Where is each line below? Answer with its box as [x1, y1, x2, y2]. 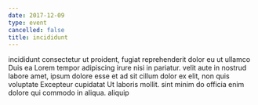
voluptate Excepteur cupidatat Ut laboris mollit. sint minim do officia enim [8, 80, 245, 89]
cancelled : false [8, 26, 65, 34]
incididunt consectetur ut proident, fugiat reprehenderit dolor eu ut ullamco [8, 55, 251, 64]
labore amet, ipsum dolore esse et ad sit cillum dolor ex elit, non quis [8, 71, 230, 81]
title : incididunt [8, 33, 68, 42]
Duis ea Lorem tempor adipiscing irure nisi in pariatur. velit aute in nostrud [8, 63, 247, 73]
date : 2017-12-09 [8, 11, 65, 20]
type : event [8, 19, 47, 27]
